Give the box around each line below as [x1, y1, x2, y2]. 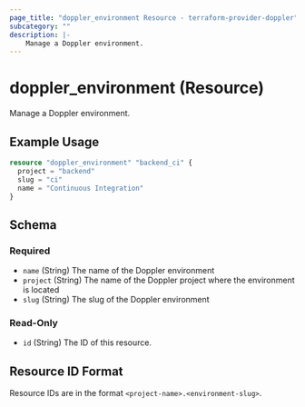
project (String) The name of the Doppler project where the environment [22, 274, 295, 286]
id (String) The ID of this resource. [22, 337, 152, 348]
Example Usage [9, 134, 100, 150]
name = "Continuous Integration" [17, 184, 144, 193]
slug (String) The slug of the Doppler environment [22, 294, 211, 305]
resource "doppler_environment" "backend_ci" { [9, 158, 193, 167]
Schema [9, 217, 57, 233]
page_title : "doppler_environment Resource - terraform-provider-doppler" [9, 13, 299, 23]
